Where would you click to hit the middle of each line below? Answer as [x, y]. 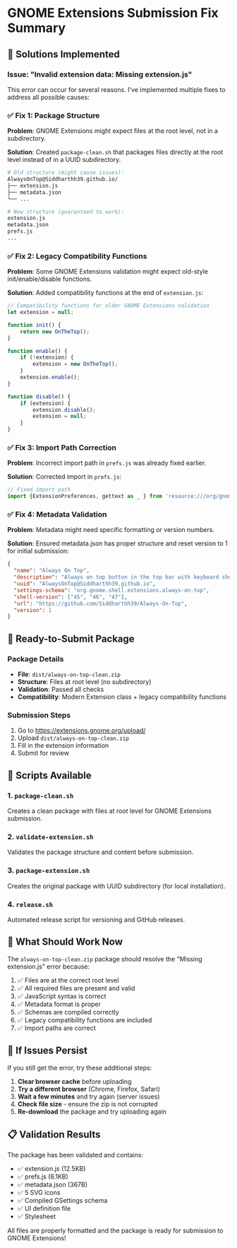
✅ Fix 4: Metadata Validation [57, 514]
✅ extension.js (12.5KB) [51, 1169]
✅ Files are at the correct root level [68, 980]
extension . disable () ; [65, 410]
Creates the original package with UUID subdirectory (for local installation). [116, 886]
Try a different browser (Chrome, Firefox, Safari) [89, 1089]
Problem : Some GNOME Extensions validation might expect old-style [108, 272]
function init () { [34, 325]
